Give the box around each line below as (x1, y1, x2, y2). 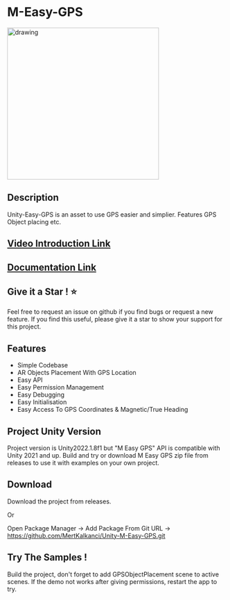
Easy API (17, 376, 43, 384)
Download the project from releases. (7, 497, 112, 506)
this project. (7, 322, 42, 331)
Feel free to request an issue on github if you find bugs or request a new (7, 308, 213, 316)
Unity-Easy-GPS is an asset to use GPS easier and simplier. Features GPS (7, 210, 217, 219)
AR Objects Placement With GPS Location (17, 369, 136, 377)
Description (7, 192, 59, 203)
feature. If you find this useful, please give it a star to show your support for (7, 315, 223, 324)
